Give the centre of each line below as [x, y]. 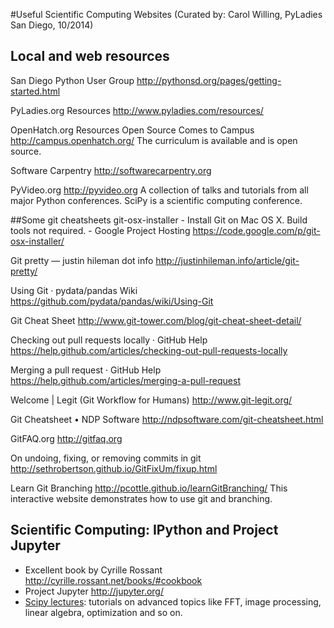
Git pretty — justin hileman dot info [82, 260]
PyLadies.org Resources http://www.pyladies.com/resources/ [137, 110]
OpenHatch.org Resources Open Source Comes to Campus [132, 130]
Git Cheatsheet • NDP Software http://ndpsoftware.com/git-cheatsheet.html [167, 419]
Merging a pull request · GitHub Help [86, 370]
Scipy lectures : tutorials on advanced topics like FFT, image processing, [173, 601]
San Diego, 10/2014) [52, 25]
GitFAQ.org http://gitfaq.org [66, 438]
